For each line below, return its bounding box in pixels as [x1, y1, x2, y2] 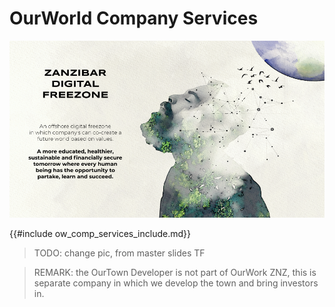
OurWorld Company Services [9, 7, 259, 30]
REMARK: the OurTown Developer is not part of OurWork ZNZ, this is [33, 267, 317, 279]
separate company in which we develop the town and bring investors [33, 277, 319, 289]
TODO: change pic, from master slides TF [33, 247, 206, 259]
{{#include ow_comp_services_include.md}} [9, 228, 191, 240]
